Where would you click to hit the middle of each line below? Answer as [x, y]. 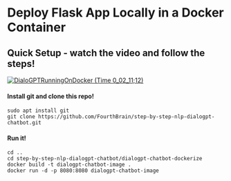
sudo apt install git [38, 111]
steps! [21, 64]
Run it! [17, 138]
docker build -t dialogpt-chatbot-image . [69, 165]
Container [37, 27]
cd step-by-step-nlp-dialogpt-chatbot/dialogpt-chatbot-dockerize [105, 159]
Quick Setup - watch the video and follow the [106, 53]
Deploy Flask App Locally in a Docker [116, 13]
